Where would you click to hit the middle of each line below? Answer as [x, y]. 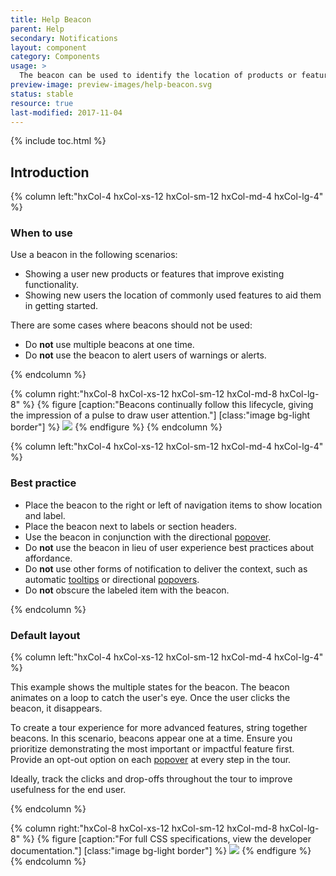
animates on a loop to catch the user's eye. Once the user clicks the [150, 698]
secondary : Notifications [64, 38]
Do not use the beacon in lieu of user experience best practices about [169, 547]
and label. [45, 515]
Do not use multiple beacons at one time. [109, 345]
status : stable [42, 94]
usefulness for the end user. [68, 790]
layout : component [48, 47]
